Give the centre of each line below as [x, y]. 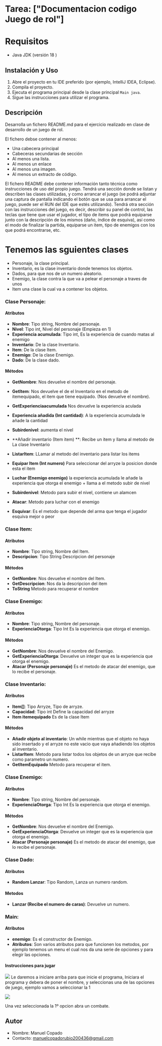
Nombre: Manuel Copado [37, 1033]
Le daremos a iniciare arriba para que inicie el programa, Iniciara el [77, 977]
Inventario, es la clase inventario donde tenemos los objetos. [72, 268]
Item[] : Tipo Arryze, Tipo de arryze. [48, 706]
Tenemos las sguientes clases [67, 249]
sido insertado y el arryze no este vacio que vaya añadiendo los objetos [84, 744]
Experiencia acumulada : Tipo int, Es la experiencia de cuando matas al [83, 334]
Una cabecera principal [35, 148]
